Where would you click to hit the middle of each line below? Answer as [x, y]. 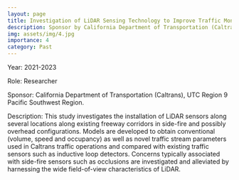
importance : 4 [28, 41]
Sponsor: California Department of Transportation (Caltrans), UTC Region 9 [118, 95]
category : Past [30, 47]
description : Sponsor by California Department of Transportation [108, 27]
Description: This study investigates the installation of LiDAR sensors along [117, 116]
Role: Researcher [32, 81]
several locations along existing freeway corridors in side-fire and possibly [117, 124]
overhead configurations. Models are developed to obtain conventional [111, 131]
